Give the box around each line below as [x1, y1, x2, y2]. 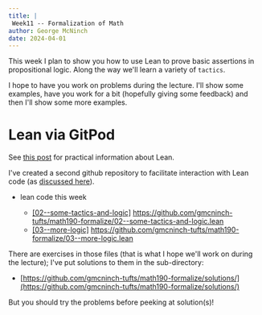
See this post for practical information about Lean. [8, 152, 175, 162]
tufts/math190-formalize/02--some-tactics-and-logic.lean [31, 217, 224, 226]
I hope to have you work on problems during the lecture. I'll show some [8, 81, 244, 90]
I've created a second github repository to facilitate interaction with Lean [8, 168, 249, 178]
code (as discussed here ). [8, 176, 95, 186]
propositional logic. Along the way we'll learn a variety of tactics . [8, 65, 226, 75]
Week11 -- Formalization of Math [11, 19, 125, 27]
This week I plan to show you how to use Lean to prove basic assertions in [8, 56, 255, 66]
